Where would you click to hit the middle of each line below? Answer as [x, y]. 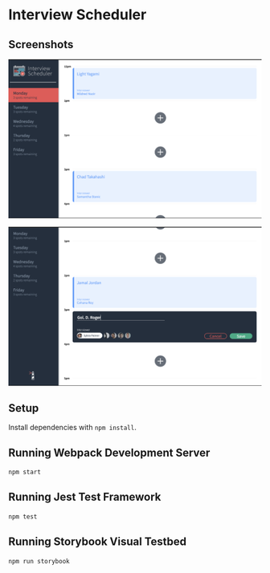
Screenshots [41, 45]
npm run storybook [39, 561]
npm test [23, 516]
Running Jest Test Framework [85, 497]
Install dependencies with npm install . [72, 428]
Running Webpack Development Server [109, 452]
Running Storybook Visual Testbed [98, 542]
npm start [25, 472]
